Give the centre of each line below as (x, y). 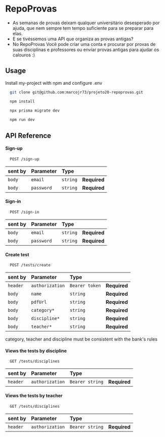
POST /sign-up (24, 159)
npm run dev (22, 120)
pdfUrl (39, 302)
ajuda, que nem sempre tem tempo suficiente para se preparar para (83, 28)
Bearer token (85, 286)
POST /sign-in (24, 212)
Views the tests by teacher (34, 395)
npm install (22, 101)
